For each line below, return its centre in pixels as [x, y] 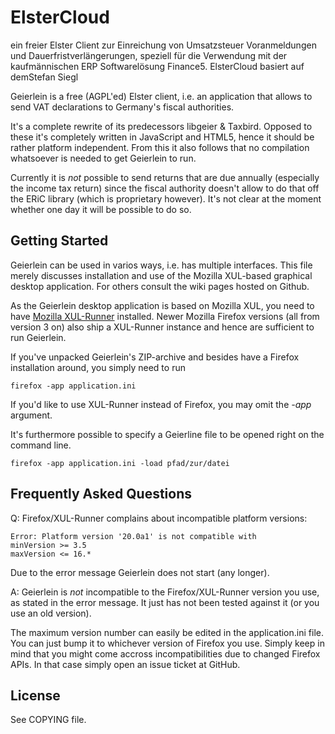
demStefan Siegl [44, 77]
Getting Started [59, 241]
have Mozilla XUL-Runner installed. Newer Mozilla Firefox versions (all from [165, 316]
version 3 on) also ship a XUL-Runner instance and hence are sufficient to [162, 327]
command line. [41, 445]
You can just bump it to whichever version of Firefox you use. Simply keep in [167, 643]
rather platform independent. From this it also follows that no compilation [160, 147]
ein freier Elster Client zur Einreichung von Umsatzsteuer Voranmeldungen [163, 45]
